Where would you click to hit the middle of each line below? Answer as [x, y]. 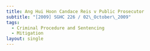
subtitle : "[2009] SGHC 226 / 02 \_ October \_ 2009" [69, 17]
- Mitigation [28, 33]
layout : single [25, 39]
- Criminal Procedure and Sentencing [58, 28]
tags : [13, 22]
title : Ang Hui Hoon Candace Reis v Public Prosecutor [75, 11]
